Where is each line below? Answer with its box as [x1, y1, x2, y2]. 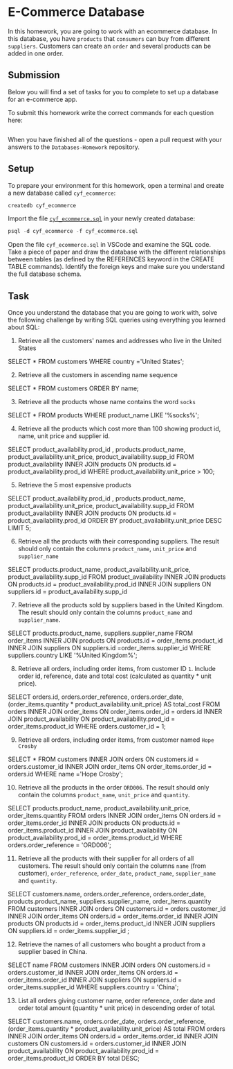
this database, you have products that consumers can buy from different [8, 34, 210, 42]
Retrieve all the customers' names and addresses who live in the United [17, 337, 222, 345]
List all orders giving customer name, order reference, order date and [17, 996, 216, 1005]
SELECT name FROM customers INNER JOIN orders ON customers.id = [8, 961, 212, 969]
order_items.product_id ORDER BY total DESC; [8, 1054, 140, 1063]
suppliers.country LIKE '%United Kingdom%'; [8, 651, 138, 659]
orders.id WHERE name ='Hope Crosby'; [8, 770, 123, 779]
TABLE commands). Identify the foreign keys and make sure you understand [8, 263, 225, 271]
